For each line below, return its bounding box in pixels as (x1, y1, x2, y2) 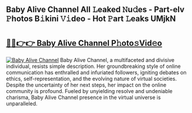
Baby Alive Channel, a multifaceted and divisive (60, 57, 174, 63)
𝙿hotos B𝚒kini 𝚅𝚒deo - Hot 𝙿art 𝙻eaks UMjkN (6, 14, 176, 24)
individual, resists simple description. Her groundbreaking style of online (6, 63, 181, 70)
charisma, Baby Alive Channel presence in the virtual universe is (6, 94, 161, 101)
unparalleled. (6, 100, 38, 107)
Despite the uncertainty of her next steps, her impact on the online (6, 81, 167, 88)
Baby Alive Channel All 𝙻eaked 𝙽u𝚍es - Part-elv (6, 5, 185, 15)
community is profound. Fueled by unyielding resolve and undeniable (6, 88, 173, 94)
